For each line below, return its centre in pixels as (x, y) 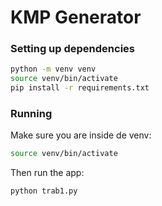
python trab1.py (44, 191)
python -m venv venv (53, 69)
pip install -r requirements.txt (80, 88)
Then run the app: (47, 173)
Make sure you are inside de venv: (81, 135)
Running (31, 114)
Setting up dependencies (72, 49)
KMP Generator (76, 17)
